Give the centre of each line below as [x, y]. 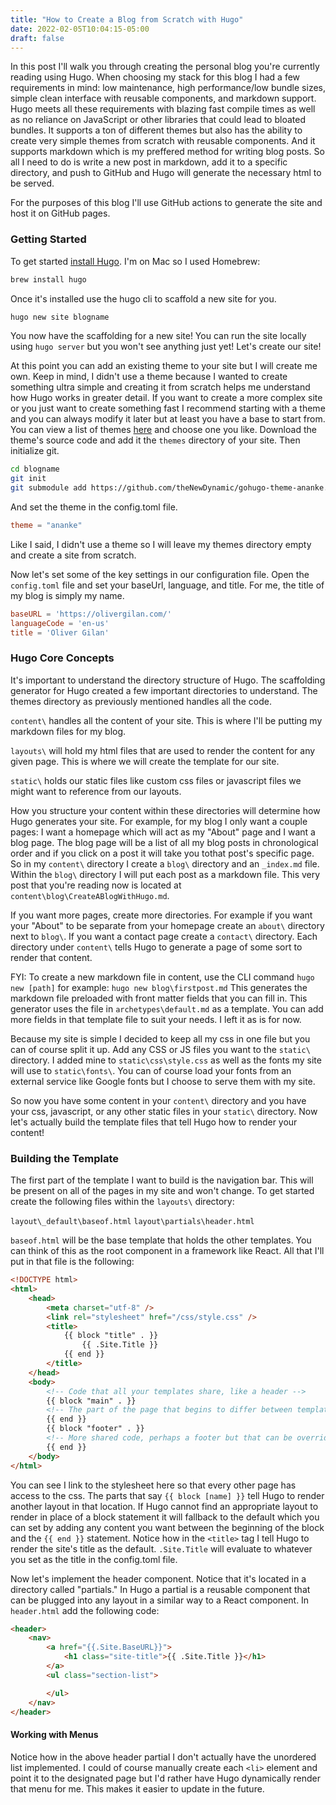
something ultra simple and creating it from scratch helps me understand [160, 387]
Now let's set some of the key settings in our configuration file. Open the [160, 574]
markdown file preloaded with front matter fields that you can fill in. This [159, 998]
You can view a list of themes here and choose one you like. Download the [163, 430]
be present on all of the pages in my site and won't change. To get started [162, 1191]
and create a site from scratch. [73, 555]
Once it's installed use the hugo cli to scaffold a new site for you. [143, 298]
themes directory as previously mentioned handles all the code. [141, 701]
